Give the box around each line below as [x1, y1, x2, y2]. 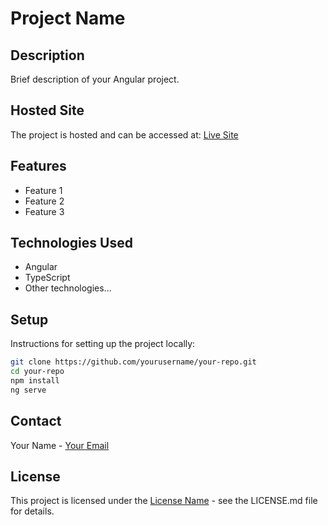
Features [10, 158, 67, 175]
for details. [10, 505, 55, 517]
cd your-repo [10, 367, 65, 377]
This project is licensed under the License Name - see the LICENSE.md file [10, 495, 318, 507]
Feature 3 [24, 205, 65, 217]
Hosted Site [10, 102, 85, 119]
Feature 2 [24, 195, 65, 207]
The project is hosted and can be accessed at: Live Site [10, 128, 239, 141]
